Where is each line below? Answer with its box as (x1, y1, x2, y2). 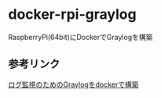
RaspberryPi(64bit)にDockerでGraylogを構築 (8, 32, 153, 41)
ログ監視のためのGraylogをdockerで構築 (8, 80, 139, 89)
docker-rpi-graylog (8, 5, 137, 23)
